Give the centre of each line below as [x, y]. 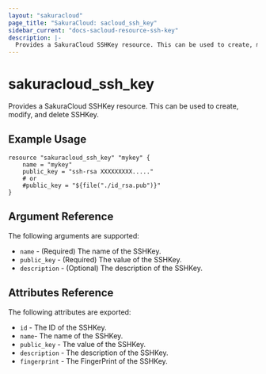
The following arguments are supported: [74, 235]
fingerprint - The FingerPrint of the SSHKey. [93, 361]
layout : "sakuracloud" [46, 15]
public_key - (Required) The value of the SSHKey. [101, 259]
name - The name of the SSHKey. [71, 336]
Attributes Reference [61, 293]
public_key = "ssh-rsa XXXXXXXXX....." [88, 171]
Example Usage [47, 139]
